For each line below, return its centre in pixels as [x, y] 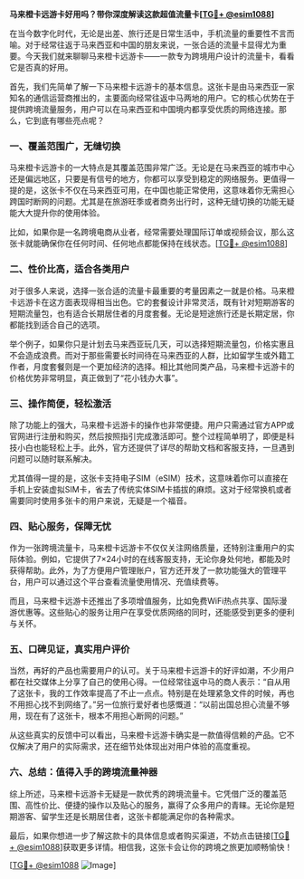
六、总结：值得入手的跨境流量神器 [84, 772]
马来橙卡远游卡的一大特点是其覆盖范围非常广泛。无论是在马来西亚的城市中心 [152, 167]
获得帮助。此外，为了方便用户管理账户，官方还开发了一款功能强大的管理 [144, 570]
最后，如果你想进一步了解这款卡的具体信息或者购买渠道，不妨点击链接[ [142, 836]
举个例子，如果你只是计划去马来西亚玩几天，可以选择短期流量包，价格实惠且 [152, 344]
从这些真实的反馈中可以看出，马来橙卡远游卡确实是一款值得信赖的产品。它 [148, 735]
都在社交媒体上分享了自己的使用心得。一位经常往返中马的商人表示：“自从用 [150, 682]
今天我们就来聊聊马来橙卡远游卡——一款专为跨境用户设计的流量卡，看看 [160, 56]
